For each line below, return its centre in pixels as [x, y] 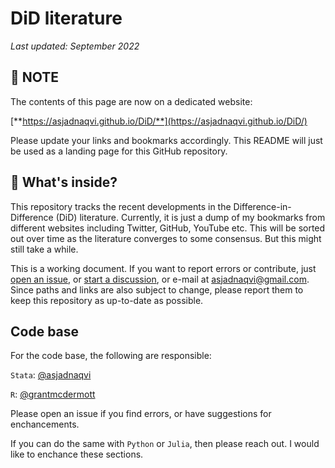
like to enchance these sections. [77, 454]
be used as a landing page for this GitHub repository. [119, 151]
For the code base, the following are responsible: [111, 356]
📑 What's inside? [64, 182]
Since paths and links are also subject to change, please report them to [157, 289]
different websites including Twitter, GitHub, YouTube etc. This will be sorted [168, 228]
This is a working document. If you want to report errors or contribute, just [163, 268]
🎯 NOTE [35, 77]
